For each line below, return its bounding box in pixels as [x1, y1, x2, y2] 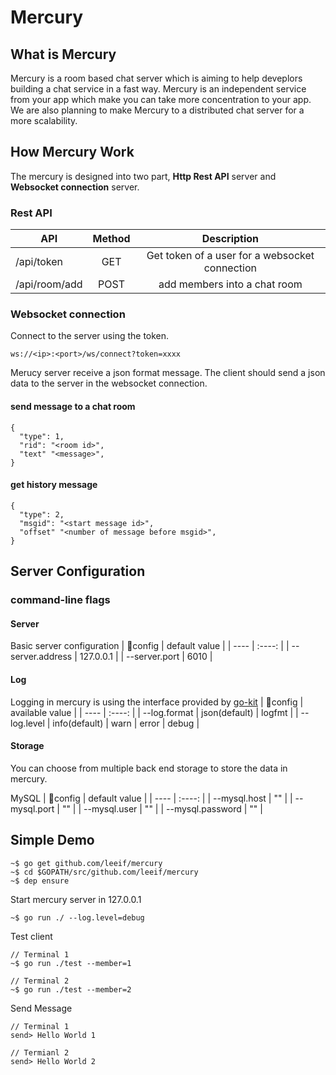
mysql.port [10, 802, 55, 815]
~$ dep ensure [10, 876, 70, 886]
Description [201, 232, 260, 246]
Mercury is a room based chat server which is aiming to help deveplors [10, 72, 303, 84]
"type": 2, [19, 509, 65, 520]
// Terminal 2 [10, 976, 70, 986]
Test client [10, 930, 53, 942]
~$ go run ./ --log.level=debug [10, 912, 145, 923]
